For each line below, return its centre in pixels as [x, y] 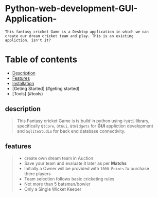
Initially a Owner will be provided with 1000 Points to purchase [87, 168]
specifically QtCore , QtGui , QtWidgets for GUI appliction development [85, 126]
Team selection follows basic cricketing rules [69, 179]
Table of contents [41, 60]
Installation [23, 83]
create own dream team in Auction [59, 158]
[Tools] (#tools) [27, 93]
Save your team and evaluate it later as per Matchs [75, 163]
